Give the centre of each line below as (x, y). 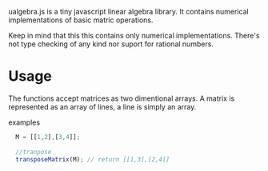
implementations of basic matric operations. (81, 20)
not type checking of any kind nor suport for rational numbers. (111, 44)
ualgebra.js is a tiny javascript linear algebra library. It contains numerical (129, 12)
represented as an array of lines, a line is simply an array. (102, 106)
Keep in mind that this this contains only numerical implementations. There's (134, 36)
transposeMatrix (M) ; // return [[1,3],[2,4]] (93, 159)
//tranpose (34, 152)
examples (24, 122)
